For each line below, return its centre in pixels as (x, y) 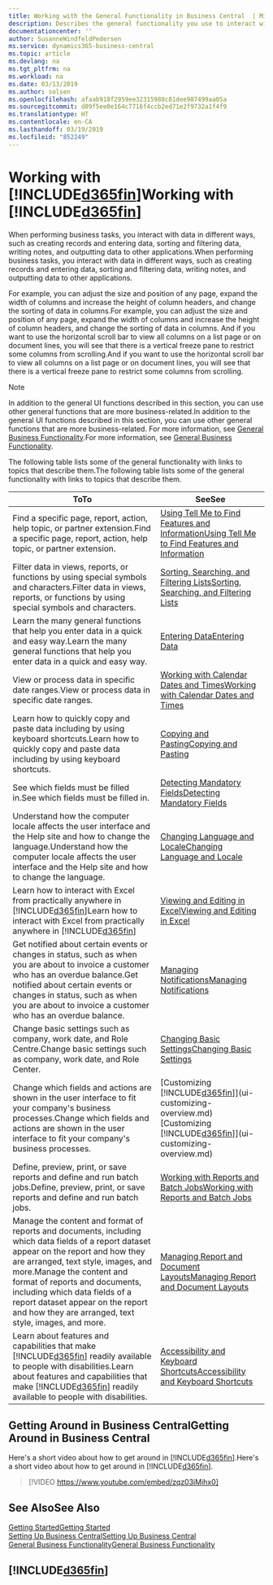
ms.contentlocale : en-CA (50, 122)
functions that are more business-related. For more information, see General (136, 429)
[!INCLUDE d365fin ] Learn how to (75, 910)
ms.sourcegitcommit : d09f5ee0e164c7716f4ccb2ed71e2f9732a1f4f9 (118, 107)
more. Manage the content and (70, 1272)
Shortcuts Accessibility (203, 1371)
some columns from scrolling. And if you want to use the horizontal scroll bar (136, 354)
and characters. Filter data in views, (79, 587)
